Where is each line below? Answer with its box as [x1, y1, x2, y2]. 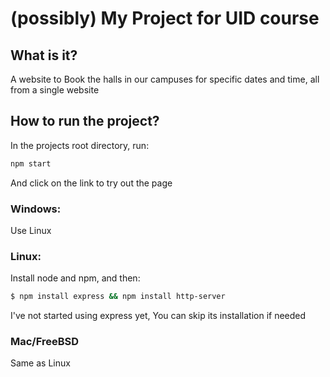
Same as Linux [10, 357, 71, 369]
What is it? [10, 47, 78, 64]
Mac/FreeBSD [10, 335, 80, 349]
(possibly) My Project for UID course [10, 7, 320, 30]
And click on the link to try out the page [10, 177, 173, 189]
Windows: [10, 202, 62, 216]
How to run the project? [10, 113, 160, 130]
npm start [10, 158, 52, 169]
